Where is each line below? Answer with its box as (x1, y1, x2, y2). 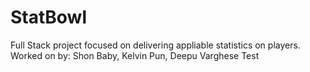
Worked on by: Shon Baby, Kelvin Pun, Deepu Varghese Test (10, 49, 260, 61)
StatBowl (10, 6, 88, 29)
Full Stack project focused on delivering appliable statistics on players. (10, 39, 301, 51)
